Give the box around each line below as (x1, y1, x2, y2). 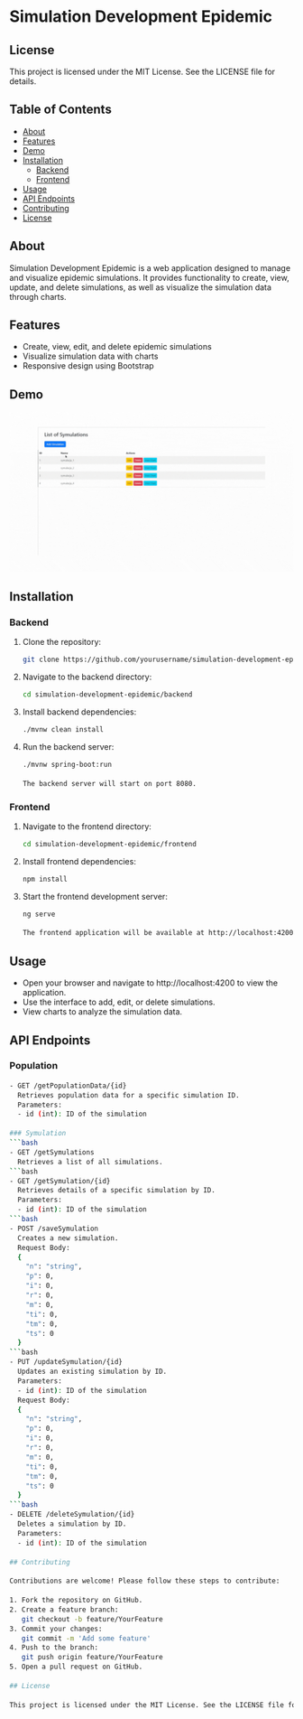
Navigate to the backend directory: (22, 671, 152, 683)
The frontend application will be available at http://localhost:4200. (22, 929, 298, 938)
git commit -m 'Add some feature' (21, 1633, 151, 1643)
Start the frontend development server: (22, 891, 169, 902)
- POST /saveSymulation (9, 1224, 99, 1233)
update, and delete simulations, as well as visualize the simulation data (9, 282, 272, 293)
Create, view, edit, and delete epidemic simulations (22, 341, 212, 352)
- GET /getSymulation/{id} (9, 1176, 111, 1185)
